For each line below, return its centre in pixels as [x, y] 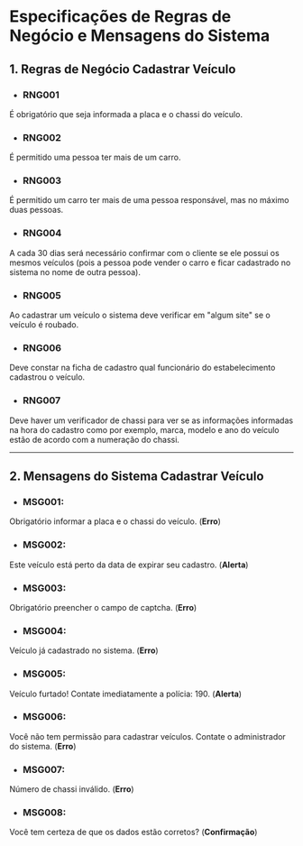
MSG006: [44, 717]
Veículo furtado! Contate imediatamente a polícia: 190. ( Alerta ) [125, 694]
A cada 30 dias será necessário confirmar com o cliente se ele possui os [144, 253]
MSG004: [44, 630]
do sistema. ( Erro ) [43, 746]
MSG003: [44, 588]
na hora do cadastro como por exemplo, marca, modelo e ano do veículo [144, 429]
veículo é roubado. [44, 325]
